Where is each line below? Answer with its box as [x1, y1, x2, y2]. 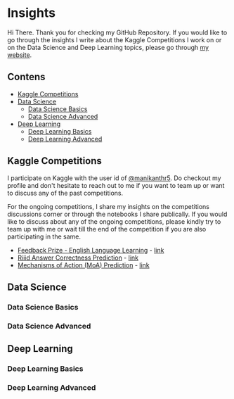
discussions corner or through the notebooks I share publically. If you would [7, 210, 228, 218]
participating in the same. [7, 232, 82, 241]
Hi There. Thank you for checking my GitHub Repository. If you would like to [7, 28, 228, 37]
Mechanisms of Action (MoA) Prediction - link [17, 260, 150, 269]
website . [7, 51, 32, 59]
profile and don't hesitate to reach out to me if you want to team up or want [7, 181, 225, 189]
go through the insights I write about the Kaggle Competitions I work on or [7, 35, 222, 44]
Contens [7, 71, 46, 83]
